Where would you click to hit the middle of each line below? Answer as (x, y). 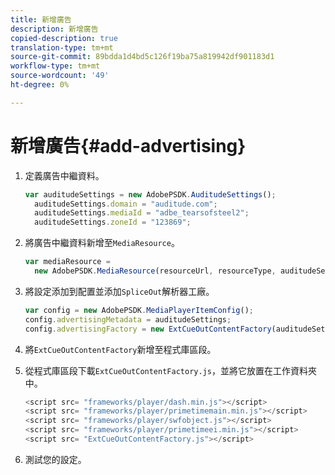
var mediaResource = (67, 262)
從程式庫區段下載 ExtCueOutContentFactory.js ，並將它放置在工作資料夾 (170, 370)
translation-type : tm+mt (62, 47)
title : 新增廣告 (41, 19)
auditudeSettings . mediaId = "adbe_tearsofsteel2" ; (142, 213)
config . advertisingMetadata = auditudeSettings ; (128, 319)
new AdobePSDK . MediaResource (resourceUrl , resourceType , (155, 271)
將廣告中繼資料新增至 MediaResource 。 (102, 243)
